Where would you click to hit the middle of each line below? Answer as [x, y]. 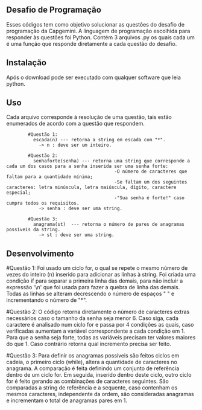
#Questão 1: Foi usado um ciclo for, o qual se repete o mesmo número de [97, 268]
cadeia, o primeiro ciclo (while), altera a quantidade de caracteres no [92, 362]
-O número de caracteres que [151, 171]
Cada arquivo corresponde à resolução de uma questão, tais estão [89, 117]
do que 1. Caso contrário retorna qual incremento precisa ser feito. [89, 344]
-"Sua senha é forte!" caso [150, 198]
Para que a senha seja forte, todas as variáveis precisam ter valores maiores [101, 338]
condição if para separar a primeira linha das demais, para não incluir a [95, 281]
